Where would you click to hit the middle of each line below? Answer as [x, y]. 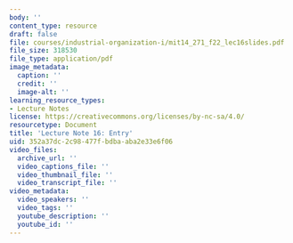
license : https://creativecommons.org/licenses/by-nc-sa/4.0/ [127, 117]
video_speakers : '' [53, 200]
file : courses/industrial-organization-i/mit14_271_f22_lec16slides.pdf [147, 42]
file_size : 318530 [43, 51]
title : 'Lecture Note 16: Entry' [71, 134]
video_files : [33, 150]
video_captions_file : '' [63, 166]
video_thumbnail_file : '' [65, 174]
